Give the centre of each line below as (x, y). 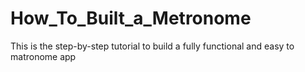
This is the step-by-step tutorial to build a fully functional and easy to (152, 46)
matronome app (43, 56)
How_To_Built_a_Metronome (131, 18)
